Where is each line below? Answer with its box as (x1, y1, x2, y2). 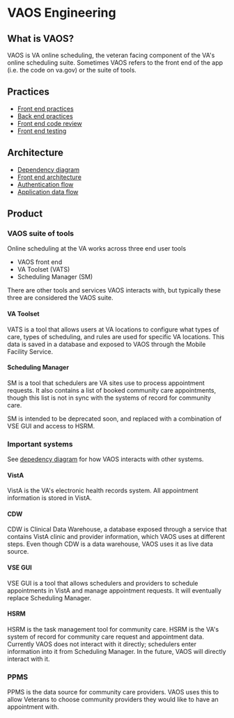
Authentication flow (17, 180, 74, 189)
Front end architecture (17, 173, 82, 181)
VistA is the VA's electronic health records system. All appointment (7, 486, 198, 495)
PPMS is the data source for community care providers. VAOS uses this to (7, 688, 219, 696)
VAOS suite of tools (7, 228, 75, 238)
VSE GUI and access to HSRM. (7, 421, 95, 430)
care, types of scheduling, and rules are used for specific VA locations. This (7, 332, 225, 341)
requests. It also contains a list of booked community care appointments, (7, 386, 217, 394)
